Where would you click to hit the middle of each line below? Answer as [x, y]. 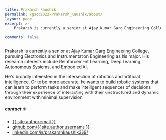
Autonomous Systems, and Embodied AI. [47, 67]
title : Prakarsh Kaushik [31, 10]
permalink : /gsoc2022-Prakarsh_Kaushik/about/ [54, 14]
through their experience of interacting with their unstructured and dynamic [82, 92]
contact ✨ [16, 109]
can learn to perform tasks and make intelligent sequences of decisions [78, 87]
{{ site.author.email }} [34, 121]
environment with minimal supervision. [44, 97]
